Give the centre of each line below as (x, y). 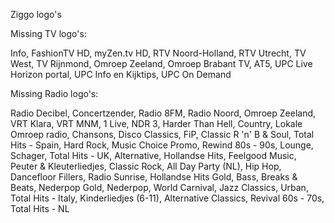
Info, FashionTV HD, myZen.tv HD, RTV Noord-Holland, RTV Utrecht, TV (158, 53)
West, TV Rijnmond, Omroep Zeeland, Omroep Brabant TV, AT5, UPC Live (161, 63)
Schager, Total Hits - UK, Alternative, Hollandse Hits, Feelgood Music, (153, 155)
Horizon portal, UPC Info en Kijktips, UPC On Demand (121, 74)
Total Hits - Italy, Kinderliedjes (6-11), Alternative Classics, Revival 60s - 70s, (167, 198)
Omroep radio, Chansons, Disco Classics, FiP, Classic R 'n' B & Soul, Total (162, 134)
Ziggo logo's (36, 14)
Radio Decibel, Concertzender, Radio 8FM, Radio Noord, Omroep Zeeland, (163, 113)
